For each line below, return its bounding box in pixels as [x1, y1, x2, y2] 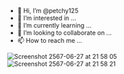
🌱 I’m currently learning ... [17, 21, 92, 29]
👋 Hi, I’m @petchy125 [17, 7, 79, 15]
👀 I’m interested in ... [17, 14, 77, 22]
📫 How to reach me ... [17, 37, 82, 44]
